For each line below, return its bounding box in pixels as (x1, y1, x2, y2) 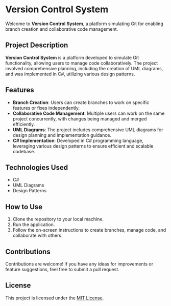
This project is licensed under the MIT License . (5, 295, 104, 301)
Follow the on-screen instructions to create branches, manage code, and (12, 227, 166, 233)
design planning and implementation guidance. (12, 132, 112, 138)
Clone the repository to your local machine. (12, 216, 104, 222)
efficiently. (12, 121, 35, 127)
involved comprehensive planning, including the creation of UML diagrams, (5, 65, 163, 71)
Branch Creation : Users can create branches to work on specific (12, 99, 150, 106)
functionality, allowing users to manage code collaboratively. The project (5, 60, 158, 66)
